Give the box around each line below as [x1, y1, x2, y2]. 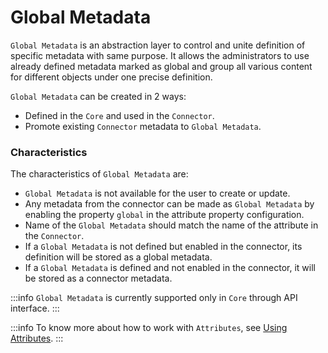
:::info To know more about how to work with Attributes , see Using [10, 322, 288, 334]
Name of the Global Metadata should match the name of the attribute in [24, 219, 319, 231]
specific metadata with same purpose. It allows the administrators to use [10, 49, 310, 61]
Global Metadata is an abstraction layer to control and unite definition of [10, 39, 306, 51]
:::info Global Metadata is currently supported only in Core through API [10, 292, 298, 304]
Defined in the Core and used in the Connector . [24, 109, 215, 121]
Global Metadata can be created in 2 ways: [10, 90, 187, 102]
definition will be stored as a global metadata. [24, 251, 213, 263]
